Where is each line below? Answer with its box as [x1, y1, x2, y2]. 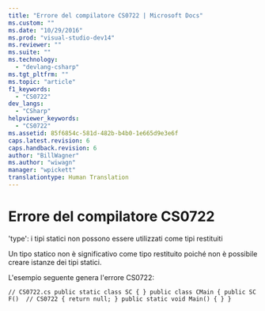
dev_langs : [8, 100, 44, 108]
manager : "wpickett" [8, 166, 77, 174]
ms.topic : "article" [8, 78, 77, 85]
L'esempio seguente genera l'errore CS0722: [8, 272, 154, 282]
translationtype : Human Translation [8, 173, 129, 182]
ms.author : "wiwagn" [8, 159, 77, 167]
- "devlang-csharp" [15, 63, 80, 71]
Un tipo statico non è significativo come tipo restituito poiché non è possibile [8, 248, 258, 258]
